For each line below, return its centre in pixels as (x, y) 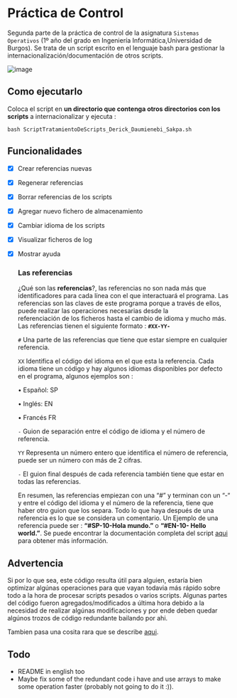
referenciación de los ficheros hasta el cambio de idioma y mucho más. (122, 319)
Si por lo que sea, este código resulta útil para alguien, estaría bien (105, 581)
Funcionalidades (45, 151)
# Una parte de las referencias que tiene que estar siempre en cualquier (122, 340)
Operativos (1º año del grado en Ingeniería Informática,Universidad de (110, 40)
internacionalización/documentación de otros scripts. (85, 55)
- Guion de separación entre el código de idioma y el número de (111, 431)
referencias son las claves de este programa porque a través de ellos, (120, 303)
